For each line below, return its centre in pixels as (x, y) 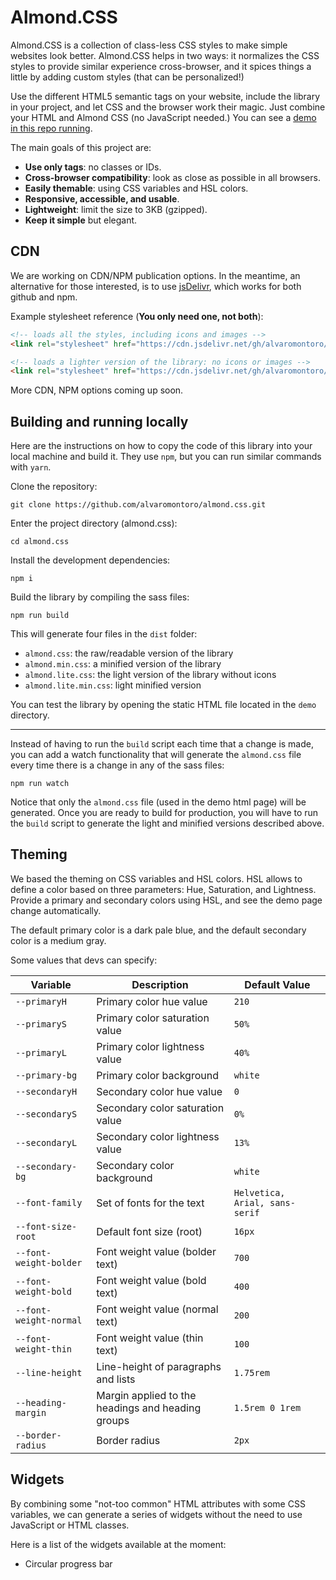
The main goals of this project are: (81, 147)
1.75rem (251, 1372)
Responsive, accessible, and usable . (102, 198)
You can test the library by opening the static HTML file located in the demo (163, 705)
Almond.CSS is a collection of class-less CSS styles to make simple (149, 45)
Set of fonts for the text (150, 1203)
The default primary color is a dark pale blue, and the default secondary (158, 930)
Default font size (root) (149, 1231)
